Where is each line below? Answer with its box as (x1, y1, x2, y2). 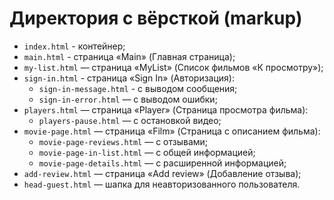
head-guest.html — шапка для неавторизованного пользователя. (23, 178, 301, 190)
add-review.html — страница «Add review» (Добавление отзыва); (23, 167, 302, 179)
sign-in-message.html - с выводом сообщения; (38, 82, 238, 94)
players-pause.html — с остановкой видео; (38, 114, 222, 126)
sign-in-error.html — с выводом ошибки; (38, 93, 218, 105)
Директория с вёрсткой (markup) (9, 7, 303, 30)
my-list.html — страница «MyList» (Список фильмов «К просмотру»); (23, 61, 324, 73)
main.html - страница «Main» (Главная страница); (23, 50, 236, 62)
